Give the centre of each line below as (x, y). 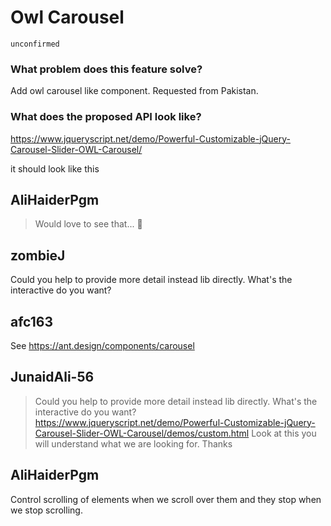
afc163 (31, 321)
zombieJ (38, 255)
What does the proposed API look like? (106, 117)
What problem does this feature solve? (106, 69)
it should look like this (55, 168)
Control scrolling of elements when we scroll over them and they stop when (166, 499)
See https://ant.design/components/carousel (102, 345)
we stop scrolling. (46, 510)
